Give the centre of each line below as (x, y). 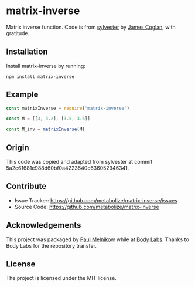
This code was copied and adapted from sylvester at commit (79, 162)
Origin (18, 148)
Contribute (26, 186)
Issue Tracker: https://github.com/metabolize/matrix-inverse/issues (96, 200)
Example (22, 95)
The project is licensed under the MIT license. (61, 278)
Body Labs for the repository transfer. (51, 245)
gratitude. (18, 33)
